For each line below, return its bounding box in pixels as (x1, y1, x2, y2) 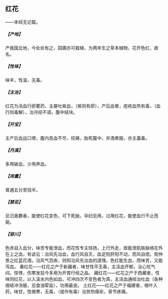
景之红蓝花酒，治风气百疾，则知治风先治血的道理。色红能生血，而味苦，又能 (5, 257, 163, 263)
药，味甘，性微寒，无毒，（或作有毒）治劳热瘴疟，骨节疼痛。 (5, 289, 130, 295)
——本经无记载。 (5, 19, 40, 25)
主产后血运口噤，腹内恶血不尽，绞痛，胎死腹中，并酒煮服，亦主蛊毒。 (5, 135, 150, 141)
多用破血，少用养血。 (5, 161, 49, 167)
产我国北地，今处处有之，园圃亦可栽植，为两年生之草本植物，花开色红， (5, 44, 154, 51)
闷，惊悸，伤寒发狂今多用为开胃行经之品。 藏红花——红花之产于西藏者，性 (5, 270, 160, 276)
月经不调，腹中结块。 (33, 109, 77, 115)
